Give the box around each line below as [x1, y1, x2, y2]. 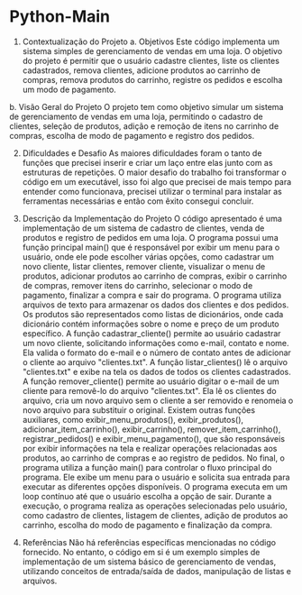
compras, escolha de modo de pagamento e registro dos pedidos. [9, 130, 255, 141]
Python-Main [9, 6, 111, 27]
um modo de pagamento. [22, 84, 117, 95]
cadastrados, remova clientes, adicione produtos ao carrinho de [22, 65, 261, 76]
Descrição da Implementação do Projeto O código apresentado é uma [22, 213, 282, 224]
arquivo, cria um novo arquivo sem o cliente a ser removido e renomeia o [22, 395, 294, 406]
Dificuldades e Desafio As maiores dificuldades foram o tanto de [22, 147, 262, 159]
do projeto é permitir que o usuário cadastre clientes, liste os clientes [22, 55, 279, 66]
